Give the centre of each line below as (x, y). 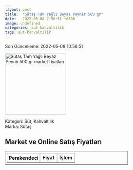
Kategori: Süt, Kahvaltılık (30, 121)
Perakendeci (24, 158)
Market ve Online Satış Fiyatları (54, 142)
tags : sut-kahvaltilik (28, 32)
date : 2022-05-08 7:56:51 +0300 (40, 19)
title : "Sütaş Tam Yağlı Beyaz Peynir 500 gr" (54, 14)
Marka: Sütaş (18, 126)
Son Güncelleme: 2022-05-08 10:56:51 (44, 46)
